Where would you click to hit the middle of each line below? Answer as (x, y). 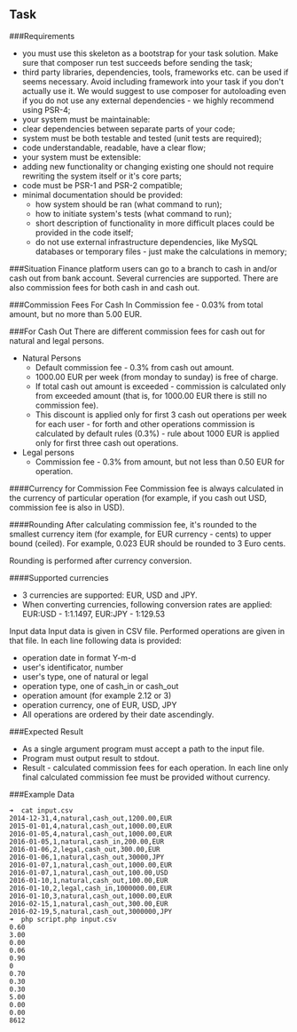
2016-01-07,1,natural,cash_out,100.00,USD (89, 873)
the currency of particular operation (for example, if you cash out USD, (138, 497)
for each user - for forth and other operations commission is (145, 424)
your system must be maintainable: (86, 119)
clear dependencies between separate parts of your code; (129, 129)
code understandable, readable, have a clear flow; (114, 147)
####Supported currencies (59, 577)
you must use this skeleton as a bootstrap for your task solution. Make (150, 53)
